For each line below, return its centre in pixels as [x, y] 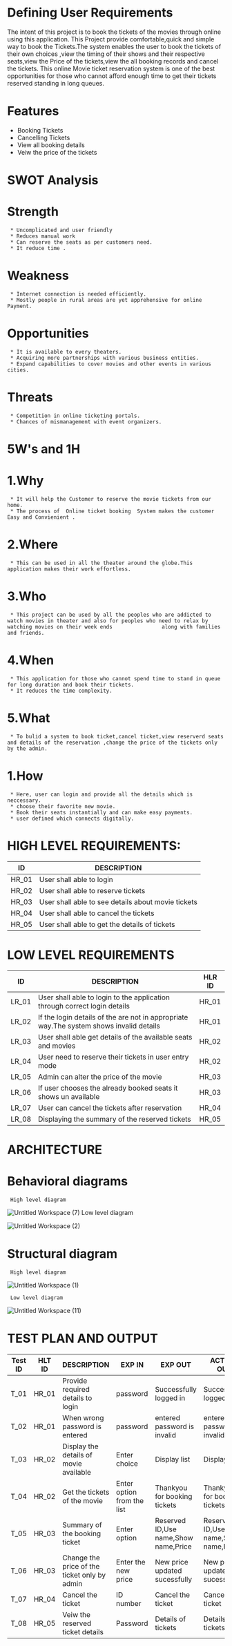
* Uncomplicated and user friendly [61, 230]
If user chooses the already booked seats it [108, 1088]
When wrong [83, 1417]
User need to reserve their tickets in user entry [113, 1057]
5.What [29, 718]
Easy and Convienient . [41, 517]
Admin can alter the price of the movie [100, 1077]
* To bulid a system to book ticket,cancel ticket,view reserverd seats [117, 736]
